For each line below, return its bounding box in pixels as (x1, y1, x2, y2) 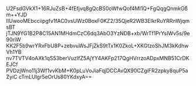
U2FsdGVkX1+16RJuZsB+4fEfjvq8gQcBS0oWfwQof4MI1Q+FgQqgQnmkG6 (6, 5, 188, 12)
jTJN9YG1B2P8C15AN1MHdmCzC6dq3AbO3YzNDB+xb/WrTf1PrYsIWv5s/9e (6, 30, 190, 37)
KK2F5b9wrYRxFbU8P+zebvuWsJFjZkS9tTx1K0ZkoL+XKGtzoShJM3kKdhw (6, 42, 189, 49)
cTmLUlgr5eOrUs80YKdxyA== (18, 73, 92, 80)
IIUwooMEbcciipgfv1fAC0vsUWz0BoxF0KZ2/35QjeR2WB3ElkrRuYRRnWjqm (6, 18, 190, 24)
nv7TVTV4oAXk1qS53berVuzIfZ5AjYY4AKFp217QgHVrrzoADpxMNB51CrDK (6, 55, 190, 61)
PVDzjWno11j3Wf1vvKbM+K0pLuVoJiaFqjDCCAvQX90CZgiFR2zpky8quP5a (6, 67, 188, 74)
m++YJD (6, 11, 28, 18)
